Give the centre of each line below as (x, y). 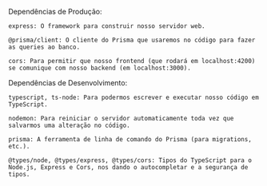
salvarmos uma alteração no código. (69, 125)
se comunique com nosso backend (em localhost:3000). (100, 68)
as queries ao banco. (44, 47)
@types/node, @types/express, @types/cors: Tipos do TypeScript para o (130, 160)
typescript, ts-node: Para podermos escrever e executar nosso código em (134, 97)
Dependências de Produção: (55, 12)
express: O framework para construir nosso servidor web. (107, 26)
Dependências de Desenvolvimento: (68, 83)
